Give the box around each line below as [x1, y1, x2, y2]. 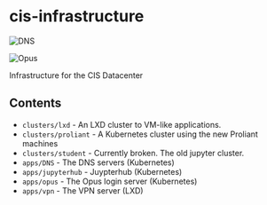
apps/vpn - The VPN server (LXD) [21, 185, 144, 196]
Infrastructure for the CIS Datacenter [9, 69, 144, 81]
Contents [9, 96, 62, 111]
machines [21, 138, 59, 148]
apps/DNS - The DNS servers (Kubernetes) [21, 157, 175, 168]
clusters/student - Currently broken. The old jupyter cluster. [21, 147, 245, 158]
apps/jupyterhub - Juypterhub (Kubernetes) [21, 166, 183, 177]
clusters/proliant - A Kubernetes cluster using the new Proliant [21, 129, 259, 139]
